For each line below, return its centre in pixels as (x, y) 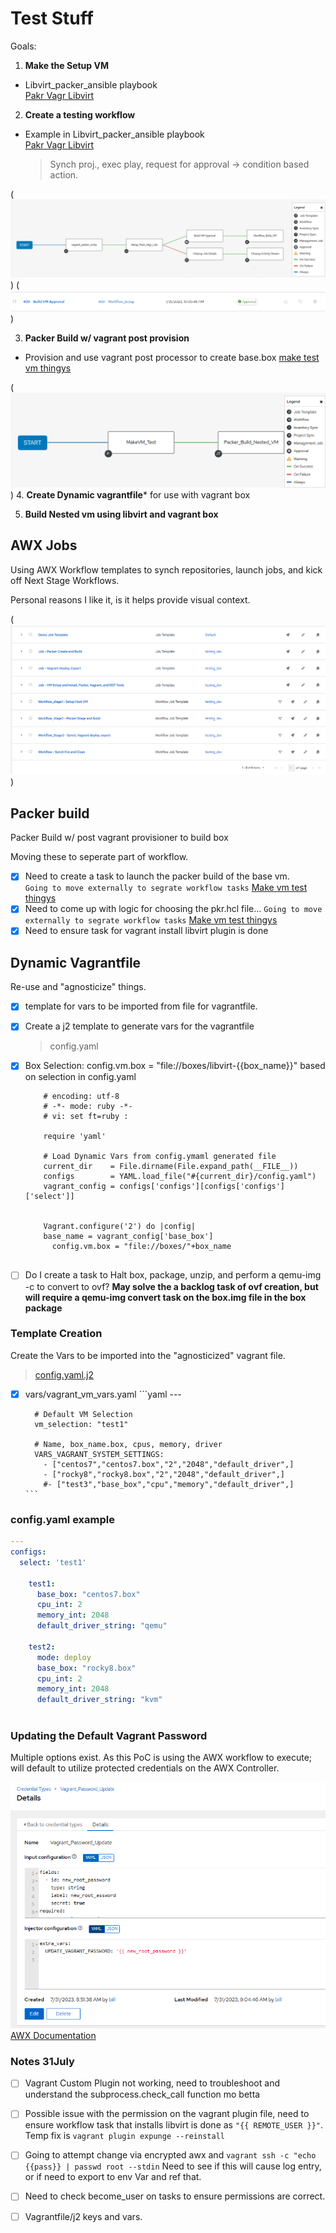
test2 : (42, 1647)
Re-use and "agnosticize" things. (78, 987)
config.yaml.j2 (64, 1374)
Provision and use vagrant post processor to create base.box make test (172, 357)
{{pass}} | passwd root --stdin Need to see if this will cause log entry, (173, 2166)
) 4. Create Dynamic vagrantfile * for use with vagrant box (130, 494)
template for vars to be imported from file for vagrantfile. (141, 1006)
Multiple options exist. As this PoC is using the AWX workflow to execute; (161, 1758)
